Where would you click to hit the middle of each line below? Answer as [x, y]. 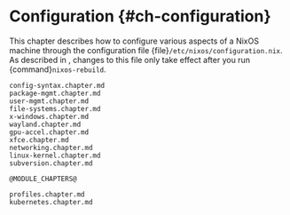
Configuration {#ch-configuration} [141, 16]
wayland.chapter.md [45, 124]
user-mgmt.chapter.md [49, 101]
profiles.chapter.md [47, 194]
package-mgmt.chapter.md [55, 93]
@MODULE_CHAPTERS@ [43, 179]
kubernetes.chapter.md [51, 202]
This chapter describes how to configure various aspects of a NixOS [134, 41]
